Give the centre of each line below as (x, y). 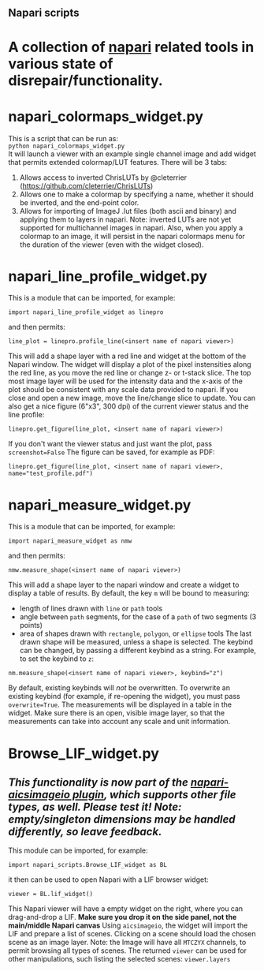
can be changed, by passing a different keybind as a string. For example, (138, 651)
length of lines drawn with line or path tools (91, 609)
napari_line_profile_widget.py (108, 276)
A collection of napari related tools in (131, 47)
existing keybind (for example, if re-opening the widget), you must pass (124, 697)
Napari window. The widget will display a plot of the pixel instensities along (130, 364)
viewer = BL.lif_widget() (50, 894)
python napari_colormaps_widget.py (67, 146)
